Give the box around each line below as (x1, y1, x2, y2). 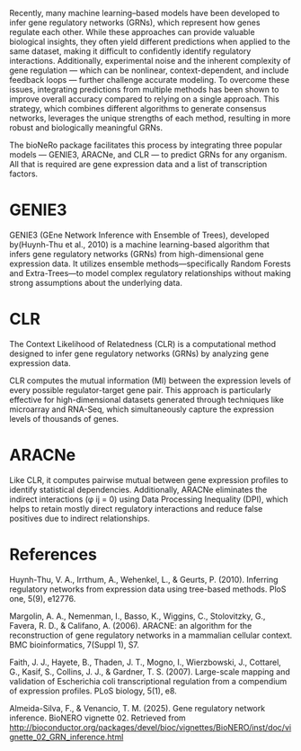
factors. (9, 168, 39, 179)
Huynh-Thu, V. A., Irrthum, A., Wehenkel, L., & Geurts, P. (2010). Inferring (9, 574, 279, 585)
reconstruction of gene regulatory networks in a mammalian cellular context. (9, 630, 293, 640)
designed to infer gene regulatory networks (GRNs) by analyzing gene (9, 348, 270, 359)
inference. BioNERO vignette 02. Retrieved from (9, 712, 186, 723)
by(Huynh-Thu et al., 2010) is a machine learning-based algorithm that (9, 238, 270, 250)
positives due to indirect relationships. (9, 513, 151, 523)
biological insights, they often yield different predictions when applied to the (9, 36, 290, 47)
